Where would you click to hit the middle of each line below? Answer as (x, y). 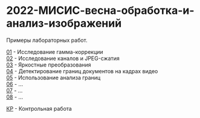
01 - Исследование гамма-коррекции (55, 51)
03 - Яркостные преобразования (49, 65)
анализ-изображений (64, 23)
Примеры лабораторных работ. (47, 40)
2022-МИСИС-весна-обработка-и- (100, 11)
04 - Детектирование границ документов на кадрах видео (82, 71)
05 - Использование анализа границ (53, 77)
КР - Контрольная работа (39, 108)
